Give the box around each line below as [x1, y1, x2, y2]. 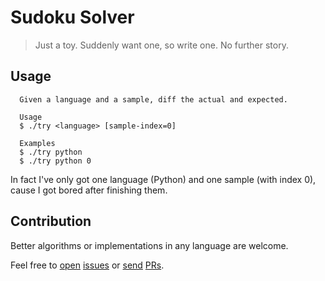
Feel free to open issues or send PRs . [10, 259, 165, 271]
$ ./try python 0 [19, 156, 92, 166]
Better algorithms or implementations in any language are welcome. [10, 239, 289, 251]
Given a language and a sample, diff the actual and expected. [19, 94, 288, 105]
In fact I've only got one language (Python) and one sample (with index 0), [10, 173, 317, 185]
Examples [19, 138, 56, 148]
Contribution [10, 213, 92, 230]
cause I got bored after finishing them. [10, 184, 168, 196]
